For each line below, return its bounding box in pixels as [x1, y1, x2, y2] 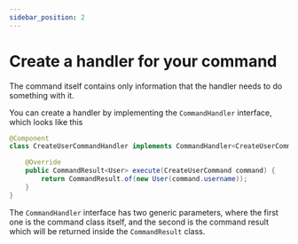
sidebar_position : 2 [9, 12, 86, 22]
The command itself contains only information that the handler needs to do [9, 81, 283, 91]
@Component [9, 134, 50, 143]
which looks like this [9, 116, 83, 127]
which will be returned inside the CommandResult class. [9, 225, 206, 236]
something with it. [9, 90, 74, 100]
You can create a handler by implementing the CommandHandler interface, [9, 107, 272, 118]
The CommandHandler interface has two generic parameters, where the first [9, 207, 279, 217]
